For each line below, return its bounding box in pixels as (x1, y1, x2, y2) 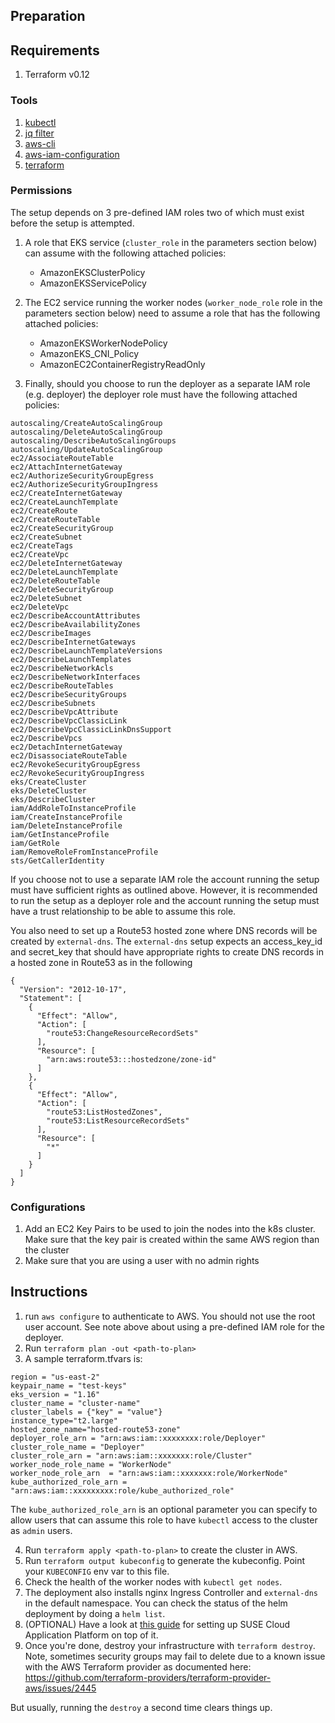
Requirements (10, 42, 100, 59)
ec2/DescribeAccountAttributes (10, 610, 141, 621)
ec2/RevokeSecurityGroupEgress (10, 759, 141, 769)
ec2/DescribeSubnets (10, 698, 97, 708)
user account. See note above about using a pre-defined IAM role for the (24, 1320, 325, 1333)
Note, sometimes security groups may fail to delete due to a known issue (24, 1650, 326, 1662)
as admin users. (10, 1524, 73, 1536)
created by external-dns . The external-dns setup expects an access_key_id (10, 935, 323, 947)
